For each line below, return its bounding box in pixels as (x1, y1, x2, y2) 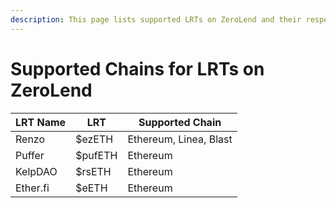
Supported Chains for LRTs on (10, 57, 265, 80)
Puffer (15, 148, 45, 162)
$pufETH (75, 148, 118, 162)
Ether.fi (15, 181, 50, 195)
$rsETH (75, 164, 112, 178)
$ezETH (75, 132, 114, 146)
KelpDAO (15, 164, 58, 178)
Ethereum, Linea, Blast (127, 132, 233, 146)
